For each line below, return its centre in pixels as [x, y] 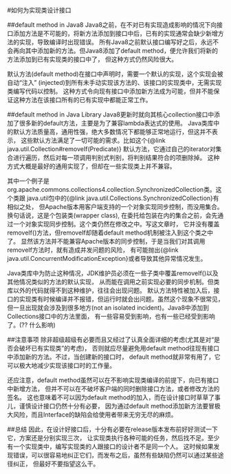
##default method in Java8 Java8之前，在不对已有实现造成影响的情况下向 [112, 25]
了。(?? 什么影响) [32, 325]
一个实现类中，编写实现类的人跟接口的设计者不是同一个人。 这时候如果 [113, 446]
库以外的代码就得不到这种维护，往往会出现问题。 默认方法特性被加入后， [110, 290]
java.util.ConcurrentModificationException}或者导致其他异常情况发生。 [107, 258]
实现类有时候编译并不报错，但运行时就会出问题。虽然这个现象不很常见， [121, 299]
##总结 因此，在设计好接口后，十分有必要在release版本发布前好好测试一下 [112, 429]
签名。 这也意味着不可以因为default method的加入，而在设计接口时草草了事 [114, 397]
